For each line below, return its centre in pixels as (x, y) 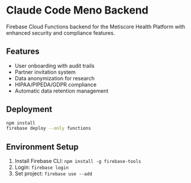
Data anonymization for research (54, 78)
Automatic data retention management (61, 91)
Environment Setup (42, 147)
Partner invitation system (45, 72)
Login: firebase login (42, 167)
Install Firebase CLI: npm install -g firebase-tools (78, 161)
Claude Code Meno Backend (77, 10)
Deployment (29, 110)
